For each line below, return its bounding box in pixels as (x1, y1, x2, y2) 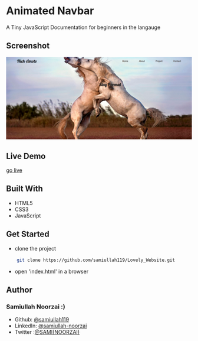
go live (6, 167, 22, 174)
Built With (6, 184, 43, 194)
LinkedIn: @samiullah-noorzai (14, 322, 87, 329)
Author (6, 285, 32, 295)
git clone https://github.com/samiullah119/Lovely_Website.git (16, 257, 176, 263)
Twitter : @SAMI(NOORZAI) (14, 329, 80, 336)
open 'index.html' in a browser (14, 268, 89, 275)
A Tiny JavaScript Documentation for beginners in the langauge (6, 24, 161, 31)
